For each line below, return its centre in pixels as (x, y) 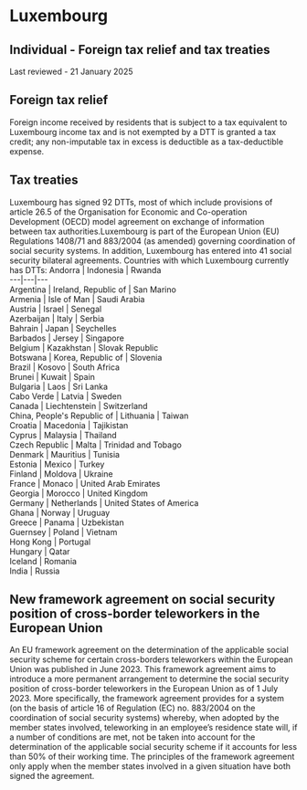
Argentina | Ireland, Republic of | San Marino (93, 290)
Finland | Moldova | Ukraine (61, 474)
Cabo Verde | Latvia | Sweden (66, 396)
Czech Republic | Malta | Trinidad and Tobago (96, 445)
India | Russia (35, 571)
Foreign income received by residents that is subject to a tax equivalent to (148, 122)
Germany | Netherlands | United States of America (104, 502)
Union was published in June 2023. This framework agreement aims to (143, 669)
